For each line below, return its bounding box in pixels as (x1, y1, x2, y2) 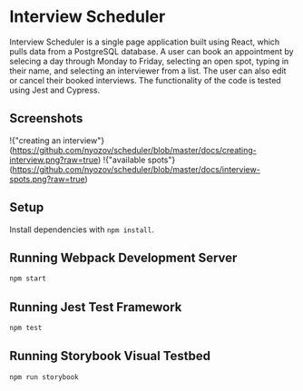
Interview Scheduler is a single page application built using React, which (9, 36, 280, 47)
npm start (9, 274, 47, 283)
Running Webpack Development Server (9, 249, 238, 265)
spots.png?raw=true (9, 173, 85, 184)
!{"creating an (9, 134, 62, 146)
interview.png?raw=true (9, 154, 98, 165)
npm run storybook (9, 372, 79, 382)
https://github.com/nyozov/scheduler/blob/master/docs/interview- (12, 163, 260, 174)
